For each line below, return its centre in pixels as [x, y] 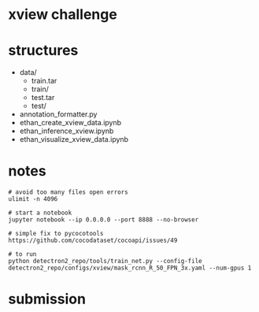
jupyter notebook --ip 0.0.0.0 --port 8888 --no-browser [104, 220]
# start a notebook [40, 213]
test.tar [43, 98]
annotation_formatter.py [58, 114]
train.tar [44, 81]
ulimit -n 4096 [33, 199]
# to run [22, 254]
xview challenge [63, 15]
